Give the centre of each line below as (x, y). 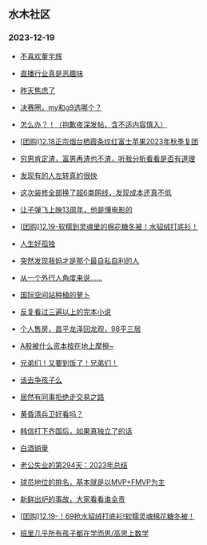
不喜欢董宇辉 (41, 56)
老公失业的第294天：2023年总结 (74, 465)
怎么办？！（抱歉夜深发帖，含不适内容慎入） (94, 124)
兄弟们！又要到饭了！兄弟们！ (69, 362)
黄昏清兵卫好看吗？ (52, 414)
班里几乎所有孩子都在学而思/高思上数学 (84, 533)
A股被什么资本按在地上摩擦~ (67, 345)
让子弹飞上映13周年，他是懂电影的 (76, 209)
